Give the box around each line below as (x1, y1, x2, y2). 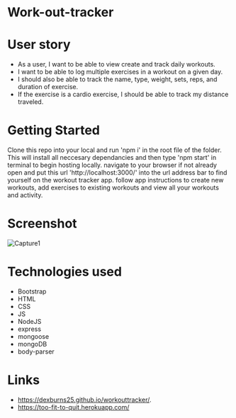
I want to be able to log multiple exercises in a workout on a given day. (17, 68, 223, 76)
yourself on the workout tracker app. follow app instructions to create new (7, 176, 224, 185)
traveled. (17, 98, 44, 106)
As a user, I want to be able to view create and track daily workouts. (17, 60, 216, 69)
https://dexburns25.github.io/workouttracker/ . (17, 395, 152, 404)
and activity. (7, 191, 43, 199)
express (17, 325, 41, 333)
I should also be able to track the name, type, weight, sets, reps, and (17, 75, 218, 83)
